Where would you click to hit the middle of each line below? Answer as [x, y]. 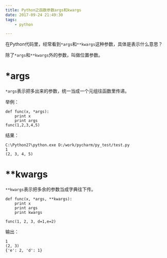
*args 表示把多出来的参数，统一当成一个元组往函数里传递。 [67, 91]
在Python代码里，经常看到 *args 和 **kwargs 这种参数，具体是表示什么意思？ [84, 44]
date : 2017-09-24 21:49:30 [34, 15]
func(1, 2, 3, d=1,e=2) [31, 222]
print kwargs [29, 213]
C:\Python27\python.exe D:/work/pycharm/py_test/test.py [68, 145]
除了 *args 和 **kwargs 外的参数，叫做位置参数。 [54, 55]
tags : [11, 20]
